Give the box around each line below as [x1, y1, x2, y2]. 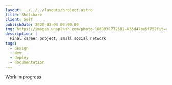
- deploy [10, 55, 29, 60]
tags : [5, 41, 17, 46]
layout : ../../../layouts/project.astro [5, 7, 93, 13]
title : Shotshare [5, 12, 42, 17]
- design [10, 46, 29, 51]
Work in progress [5, 74, 42, 80]
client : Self [5, 17, 33, 22]
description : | [5, 31, 38, 36]
